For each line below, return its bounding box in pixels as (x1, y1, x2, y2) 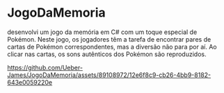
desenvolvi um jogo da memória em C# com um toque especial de (7, 28, 198, 36)
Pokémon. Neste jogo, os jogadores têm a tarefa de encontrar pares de (7, 35, 211, 43)
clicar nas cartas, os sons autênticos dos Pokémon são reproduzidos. (7, 50, 207, 58)
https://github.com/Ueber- (7, 63, 83, 71)
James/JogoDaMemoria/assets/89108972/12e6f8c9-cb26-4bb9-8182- (7, 71, 211, 79)
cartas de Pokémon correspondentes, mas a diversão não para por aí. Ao (7, 42, 217, 51)
